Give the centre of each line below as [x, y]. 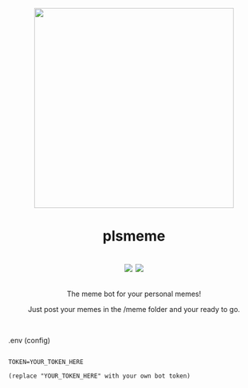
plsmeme [134, 236]
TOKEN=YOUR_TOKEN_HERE [46, 362]
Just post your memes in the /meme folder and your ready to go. [134, 310]
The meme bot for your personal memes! [134, 294]
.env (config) [29, 341]
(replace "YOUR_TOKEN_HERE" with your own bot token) [100, 376]
